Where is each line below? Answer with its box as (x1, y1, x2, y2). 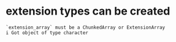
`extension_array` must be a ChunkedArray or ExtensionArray (6, 24, 166, 30)
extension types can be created (6, 4, 170, 18)
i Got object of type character (6, 29, 88, 36)
